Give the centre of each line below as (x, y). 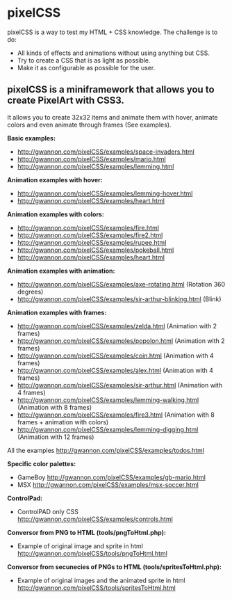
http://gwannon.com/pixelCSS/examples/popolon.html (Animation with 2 (121, 341)
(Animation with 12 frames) (56, 437)
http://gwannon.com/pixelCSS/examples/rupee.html (92, 242)
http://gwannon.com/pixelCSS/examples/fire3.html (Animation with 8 (116, 415)
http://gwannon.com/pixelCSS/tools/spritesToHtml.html (96, 588)
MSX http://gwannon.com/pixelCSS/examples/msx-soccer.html (108, 484)
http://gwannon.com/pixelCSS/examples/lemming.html (96, 166)
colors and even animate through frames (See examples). (89, 125)
